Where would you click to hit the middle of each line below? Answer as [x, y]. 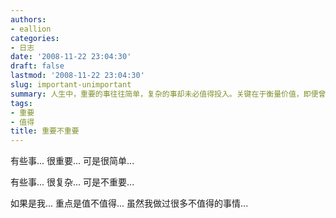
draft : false [37, 66]
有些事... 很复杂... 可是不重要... [72, 182]
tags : [21, 103]
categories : [35, 38]
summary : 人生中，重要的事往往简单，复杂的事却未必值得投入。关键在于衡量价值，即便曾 [168, 94]
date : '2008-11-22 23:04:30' [71, 57]
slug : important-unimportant [71, 85]
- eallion [31, 29]
